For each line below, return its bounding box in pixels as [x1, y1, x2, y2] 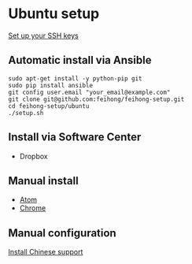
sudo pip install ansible [8, 81, 93, 89]
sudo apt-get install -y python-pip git [8, 74, 143, 83]
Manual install [8, 174, 79, 188]
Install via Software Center [8, 131, 142, 144]
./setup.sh [8, 109, 44, 117]
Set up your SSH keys [8, 31, 79, 40]
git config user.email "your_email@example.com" [8, 88, 171, 96]
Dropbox [19, 151, 49, 161]
